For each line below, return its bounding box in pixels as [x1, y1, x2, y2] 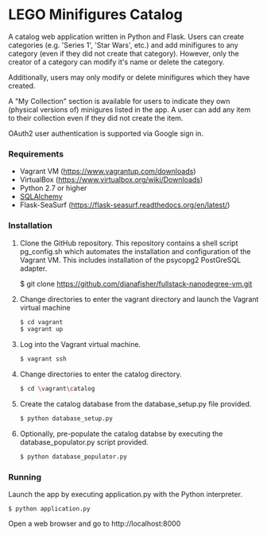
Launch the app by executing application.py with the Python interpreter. [8, 490, 243, 499]
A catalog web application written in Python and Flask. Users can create [8, 32, 245, 41]
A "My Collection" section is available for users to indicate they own [8, 96, 230, 106]
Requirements [8, 148, 64, 160]
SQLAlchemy [19, 192, 63, 202]
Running [8, 471, 42, 482]
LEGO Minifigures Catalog [8, 6, 183, 24]
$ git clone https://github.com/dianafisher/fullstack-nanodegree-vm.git [19, 279, 253, 288]
